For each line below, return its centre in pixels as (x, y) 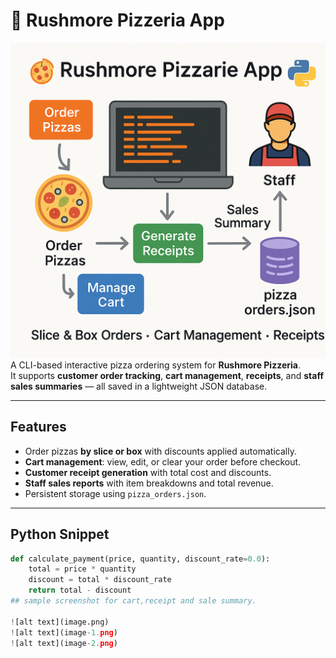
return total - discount (80, 590)
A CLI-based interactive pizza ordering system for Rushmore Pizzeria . (155, 365)
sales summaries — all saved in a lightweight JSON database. (139, 386)
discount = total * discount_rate (100, 580)
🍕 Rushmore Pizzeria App (117, 20)
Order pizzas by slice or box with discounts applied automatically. (160, 451)
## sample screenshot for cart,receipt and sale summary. (133, 601)
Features (38, 427)
